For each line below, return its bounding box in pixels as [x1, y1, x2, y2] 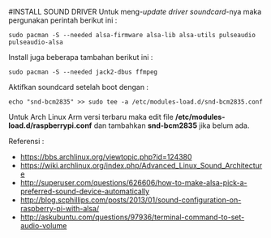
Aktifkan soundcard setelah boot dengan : [8, 83, 148, 91]
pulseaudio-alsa [8, 38, 63, 46]
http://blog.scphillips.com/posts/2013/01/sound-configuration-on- [19, 195, 242, 205]
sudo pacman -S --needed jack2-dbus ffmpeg [8, 68, 158, 76]
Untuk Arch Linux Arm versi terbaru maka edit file [8, 113, 174, 121]
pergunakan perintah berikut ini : [8, 15, 118, 25]
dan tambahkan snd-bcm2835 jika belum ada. [93, 121, 250, 130]
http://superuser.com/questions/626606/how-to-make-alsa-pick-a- [19, 178, 247, 187]
